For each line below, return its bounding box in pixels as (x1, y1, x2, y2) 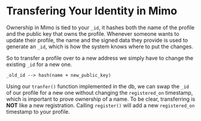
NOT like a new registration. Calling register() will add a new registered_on (6, 101, 195, 108)
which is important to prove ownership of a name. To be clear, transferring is (6, 95, 196, 103)
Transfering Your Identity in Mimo (6, 4, 178, 18)
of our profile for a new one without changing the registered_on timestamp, (6, 89, 193, 96)
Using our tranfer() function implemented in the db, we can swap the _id (6, 82, 189, 90)
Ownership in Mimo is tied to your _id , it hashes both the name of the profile (6, 24, 195, 31)
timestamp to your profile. (6, 108, 70, 115)
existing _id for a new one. (6, 61, 73, 68)
